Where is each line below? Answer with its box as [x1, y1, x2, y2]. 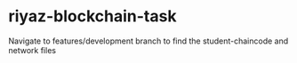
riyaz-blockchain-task [8, 6, 177, 27]
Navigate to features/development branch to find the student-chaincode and [8, 35, 289, 46]
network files [8, 44, 57, 55]
